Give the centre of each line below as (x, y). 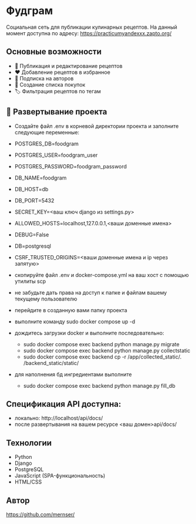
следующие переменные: (47, 132)
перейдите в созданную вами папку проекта (71, 310)
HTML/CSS (28, 482)
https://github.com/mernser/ (40, 514)
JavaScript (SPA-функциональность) (60, 476)
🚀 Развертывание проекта (57, 112)
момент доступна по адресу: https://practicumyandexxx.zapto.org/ (89, 33)
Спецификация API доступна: (64, 404)
